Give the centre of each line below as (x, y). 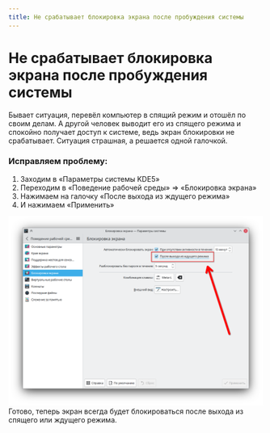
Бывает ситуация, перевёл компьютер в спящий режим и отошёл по (127, 115)
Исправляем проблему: (58, 162)
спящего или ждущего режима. (63, 420)
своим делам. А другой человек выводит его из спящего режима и (124, 123)
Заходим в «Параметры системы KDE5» (90, 179)
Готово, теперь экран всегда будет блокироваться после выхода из (126, 411)
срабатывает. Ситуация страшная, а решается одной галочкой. (118, 141)
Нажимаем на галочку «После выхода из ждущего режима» (125, 196)
